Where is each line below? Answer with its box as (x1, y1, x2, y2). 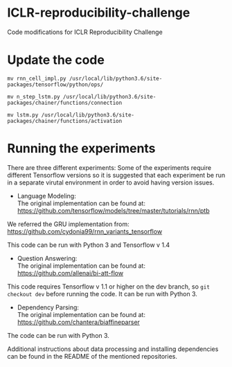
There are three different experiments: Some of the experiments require (7, 163, 212, 171)
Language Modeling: (17, 191, 76, 200)
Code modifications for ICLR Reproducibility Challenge (7, 28, 163, 36)
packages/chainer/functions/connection (7, 99, 123, 106)
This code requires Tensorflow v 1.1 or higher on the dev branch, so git (7, 282, 210, 291)
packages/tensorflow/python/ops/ (7, 81, 104, 88)
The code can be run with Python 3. (7, 331, 109, 339)
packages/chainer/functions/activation (7, 117, 123, 124)
